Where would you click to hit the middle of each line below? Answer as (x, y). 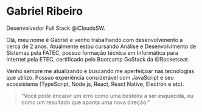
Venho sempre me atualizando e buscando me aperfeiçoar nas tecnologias (100, 71)
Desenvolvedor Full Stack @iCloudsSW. (56, 28)
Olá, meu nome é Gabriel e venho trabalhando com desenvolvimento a (95, 40)
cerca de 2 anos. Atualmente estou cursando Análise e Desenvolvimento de (101, 46)
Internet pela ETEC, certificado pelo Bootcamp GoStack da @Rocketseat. (98, 59)
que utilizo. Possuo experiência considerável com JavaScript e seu (90, 77)
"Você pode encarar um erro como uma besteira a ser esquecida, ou (107, 96)
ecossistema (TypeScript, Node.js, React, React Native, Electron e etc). (95, 84)
